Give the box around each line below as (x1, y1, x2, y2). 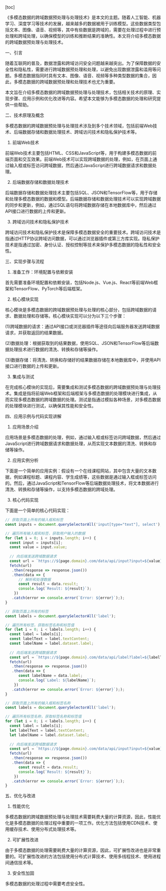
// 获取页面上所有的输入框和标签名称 (5, 701, 71, 706)
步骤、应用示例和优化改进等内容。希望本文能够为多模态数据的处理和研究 (9, 96, 157, 101)
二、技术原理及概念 (5, 112, 44, 118)
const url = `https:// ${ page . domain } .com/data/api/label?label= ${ (9, 655, 149, 660)
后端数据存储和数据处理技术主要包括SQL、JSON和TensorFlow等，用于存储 (5, 190, 158, 195)
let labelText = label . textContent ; (9, 728, 85, 733)
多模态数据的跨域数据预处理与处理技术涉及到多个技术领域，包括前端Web (5, 123, 153, 128)
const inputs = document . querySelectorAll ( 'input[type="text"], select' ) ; (5, 522, 163, 527)
